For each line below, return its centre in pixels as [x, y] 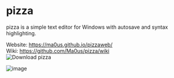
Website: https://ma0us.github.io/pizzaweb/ [60, 45]
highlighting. [21, 33]
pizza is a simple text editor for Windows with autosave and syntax [87, 27]
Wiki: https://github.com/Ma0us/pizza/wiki [58, 50]
